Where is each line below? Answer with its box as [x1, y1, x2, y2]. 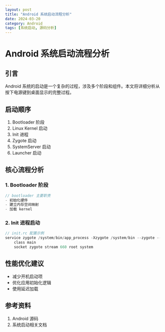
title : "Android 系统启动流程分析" [5, 12, 72, 17]
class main [14, 240, 36, 245]
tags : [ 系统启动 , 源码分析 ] [5, 26, 56, 30]
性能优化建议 [5, 259, 44, 268]
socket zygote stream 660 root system [14, 244, 93, 250]
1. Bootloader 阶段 [5, 181, 49, 188]
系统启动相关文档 [12, 322, 47, 328]
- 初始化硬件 [5, 198, 28, 203]
